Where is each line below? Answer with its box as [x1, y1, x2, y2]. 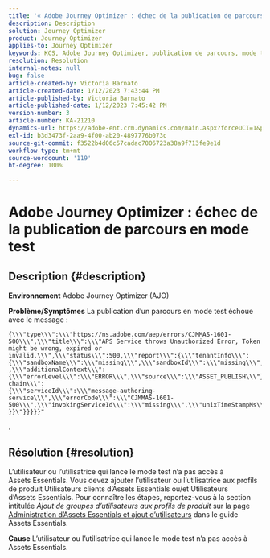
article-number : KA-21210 [8, 117, 95, 125]
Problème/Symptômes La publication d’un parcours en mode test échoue [8, 307, 254, 316]
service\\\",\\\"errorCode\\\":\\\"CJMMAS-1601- [8, 394, 174, 403]
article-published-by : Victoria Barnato [8, 94, 146, 102]
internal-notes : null [8, 64, 81, 72]
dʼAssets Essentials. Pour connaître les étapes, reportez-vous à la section [8, 492, 252, 502]
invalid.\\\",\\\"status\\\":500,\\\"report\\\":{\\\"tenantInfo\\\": [8, 352, 250, 360]
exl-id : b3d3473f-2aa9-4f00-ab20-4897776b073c [8, 131, 167, 139]
